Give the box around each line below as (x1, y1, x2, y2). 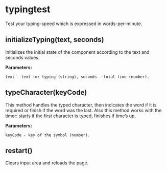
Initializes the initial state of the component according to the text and (5, 49, 150, 55)
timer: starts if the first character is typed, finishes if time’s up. (5, 113, 136, 119)
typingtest (5, 4, 51, 15)
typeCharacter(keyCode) (5, 88, 87, 97)
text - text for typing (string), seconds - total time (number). (5, 74, 150, 79)
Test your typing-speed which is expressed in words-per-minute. (5, 20, 142, 27)
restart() (5, 146, 33, 155)
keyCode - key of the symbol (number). (5, 132, 90, 138)
